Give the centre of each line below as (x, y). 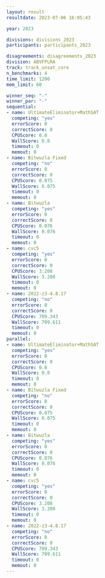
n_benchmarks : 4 (27, 73)
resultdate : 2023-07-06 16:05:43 (49, 18)
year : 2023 (20, 29)
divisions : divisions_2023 (40, 40)
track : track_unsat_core (38, 68)
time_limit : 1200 (28, 79)
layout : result (25, 12)
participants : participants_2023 (49, 45)
